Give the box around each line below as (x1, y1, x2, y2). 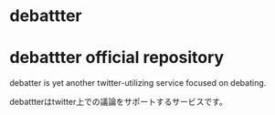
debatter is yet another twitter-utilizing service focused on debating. (9, 78, 267, 89)
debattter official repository (9, 47, 225, 68)
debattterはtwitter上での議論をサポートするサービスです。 (9, 97, 228, 108)
